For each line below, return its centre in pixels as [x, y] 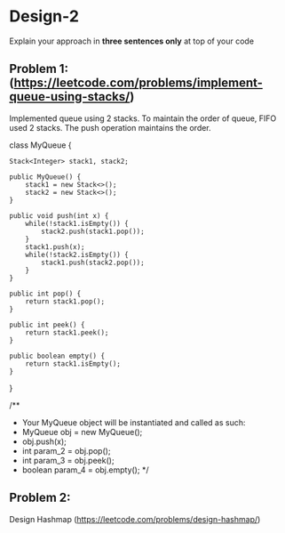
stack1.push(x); [55, 246]
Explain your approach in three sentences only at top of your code [132, 41]
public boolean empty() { [57, 356]
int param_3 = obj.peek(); [68, 460]
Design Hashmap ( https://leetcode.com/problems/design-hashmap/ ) [135, 519]
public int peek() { [47, 325]
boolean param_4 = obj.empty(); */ [85, 470]
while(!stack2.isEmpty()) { [77, 254]
